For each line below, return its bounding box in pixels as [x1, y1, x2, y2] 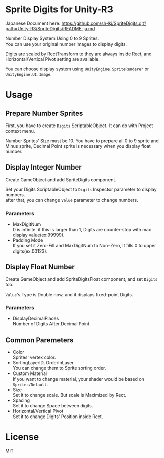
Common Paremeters [5, 336, 74, 344]
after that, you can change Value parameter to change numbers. [5, 197, 138, 203]
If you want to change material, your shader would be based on [12, 376, 145, 382]
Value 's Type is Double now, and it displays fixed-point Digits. [5, 291, 133, 297]
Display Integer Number [5, 163, 82, 172]
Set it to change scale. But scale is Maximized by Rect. [12, 392, 126, 398]
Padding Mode [12, 237, 43, 243]
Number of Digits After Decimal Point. [12, 321, 91, 327]
